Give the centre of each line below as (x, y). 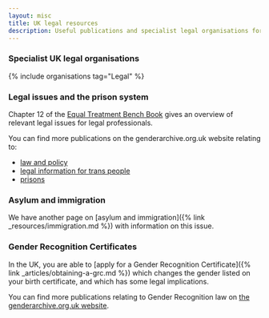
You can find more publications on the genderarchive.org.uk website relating (134, 138)
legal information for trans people (75, 171)
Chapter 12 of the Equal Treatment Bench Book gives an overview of (121, 114)
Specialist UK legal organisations (74, 58)
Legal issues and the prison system (78, 97)
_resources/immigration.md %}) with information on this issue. (111, 226)
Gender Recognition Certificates (73, 247)
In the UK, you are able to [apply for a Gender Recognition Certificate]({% (130, 264)
